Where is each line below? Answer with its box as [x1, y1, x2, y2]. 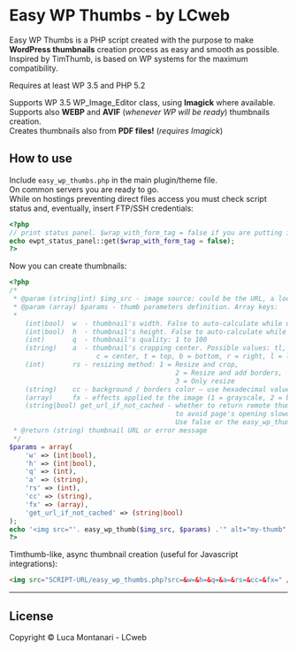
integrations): [9, 559, 58, 570]
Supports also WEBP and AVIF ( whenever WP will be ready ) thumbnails [9, 106, 270, 117]
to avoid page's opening [175, 409, 267, 419]
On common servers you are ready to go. [9, 183, 159, 195]
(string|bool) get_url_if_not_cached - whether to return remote [25, 401, 271, 410]
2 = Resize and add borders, [175, 368, 283, 377]
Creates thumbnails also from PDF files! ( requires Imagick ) [9, 125, 224, 136]
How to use [9, 151, 72, 167]
